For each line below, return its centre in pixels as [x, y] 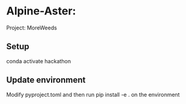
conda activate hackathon [39, 61]
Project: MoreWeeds [32, 28]
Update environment [46, 80]
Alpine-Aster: [41, 11]
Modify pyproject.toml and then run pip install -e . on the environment [93, 94]
